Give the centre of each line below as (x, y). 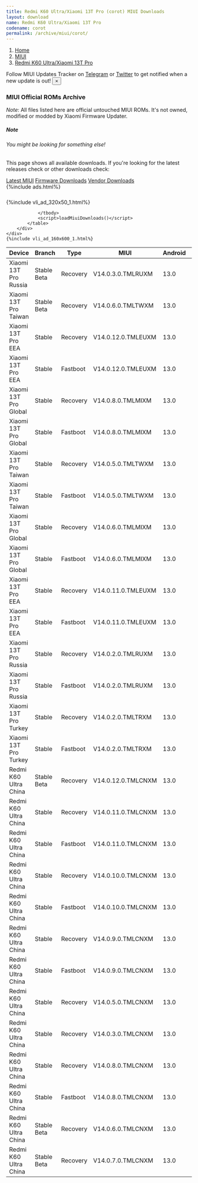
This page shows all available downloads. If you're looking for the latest (93, 163)
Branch (45, 253)
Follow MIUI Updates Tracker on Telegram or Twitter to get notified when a (97, 74)
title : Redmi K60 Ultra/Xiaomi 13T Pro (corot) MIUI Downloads (85, 11)
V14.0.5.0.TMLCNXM (123, 1002)
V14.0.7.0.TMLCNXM (123, 1160)
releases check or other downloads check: (58, 169)
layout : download (27, 17)
